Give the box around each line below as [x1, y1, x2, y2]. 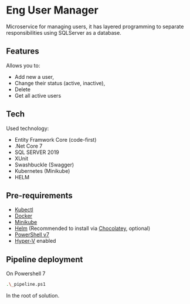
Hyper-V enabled [14, 238, 56, 245]
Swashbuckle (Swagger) [14, 161, 74, 168]
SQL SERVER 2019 [14, 148, 60, 156]
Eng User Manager [6, 4, 99, 17]
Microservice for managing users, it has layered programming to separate [6, 23, 184, 30]
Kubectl [14, 206, 33, 213]
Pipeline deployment [6, 254, 83, 265]
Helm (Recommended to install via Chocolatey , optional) [14, 225, 151, 232]
